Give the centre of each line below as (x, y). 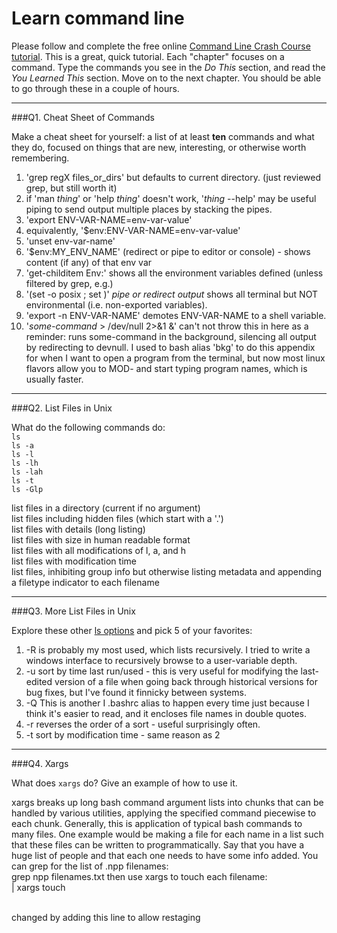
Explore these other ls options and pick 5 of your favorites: (132, 630)
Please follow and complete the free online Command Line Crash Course (161, 46)
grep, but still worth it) (71, 188)
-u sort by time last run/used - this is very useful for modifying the (162, 671)
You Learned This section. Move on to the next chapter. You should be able (166, 78)
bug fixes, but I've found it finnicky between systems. (136, 692)
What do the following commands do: (88, 427)
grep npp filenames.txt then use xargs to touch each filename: (139, 876)
